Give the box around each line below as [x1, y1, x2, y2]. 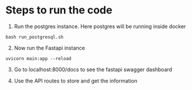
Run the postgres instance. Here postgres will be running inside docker [14, 23, 186, 30]
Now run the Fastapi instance [14, 44, 86, 51]
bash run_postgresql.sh [5, 34, 64, 40]
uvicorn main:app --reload [5, 56, 72, 61]
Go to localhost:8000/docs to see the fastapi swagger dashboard [14, 65, 173, 73]
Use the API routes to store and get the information [14, 77, 137, 84]
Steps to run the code [5, 4, 113, 17]
